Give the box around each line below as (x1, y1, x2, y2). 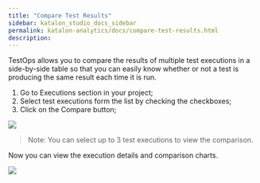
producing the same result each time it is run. (8, 72, 157, 82)
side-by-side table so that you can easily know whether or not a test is (8, 64, 239, 74)
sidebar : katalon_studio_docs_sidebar (8, 19, 137, 27)
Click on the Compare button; (19, 105, 117, 115)
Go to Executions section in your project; (19, 88, 153, 98)
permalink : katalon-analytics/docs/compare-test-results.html (8, 26, 219, 34)
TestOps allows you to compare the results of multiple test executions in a (8, 56, 250, 65)
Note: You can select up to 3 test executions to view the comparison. (27, 135, 254, 145)
